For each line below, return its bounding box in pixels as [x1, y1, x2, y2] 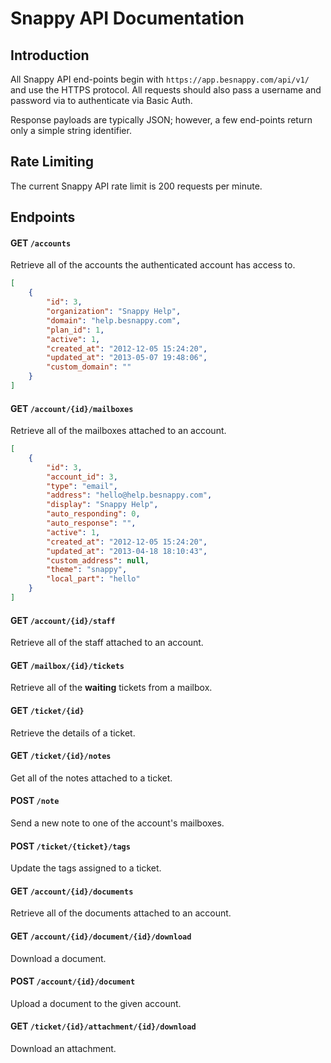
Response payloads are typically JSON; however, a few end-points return [10, 114, 313, 126]
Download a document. [10, 952, 107, 964]
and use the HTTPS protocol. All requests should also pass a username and [10, 84, 322, 96]
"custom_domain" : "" [46, 362, 132, 372]
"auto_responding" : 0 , [46, 509, 141, 519]
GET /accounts [10, 237, 72, 249]
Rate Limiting [10, 153, 94, 171]
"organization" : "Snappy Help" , [46, 307, 182, 317]
